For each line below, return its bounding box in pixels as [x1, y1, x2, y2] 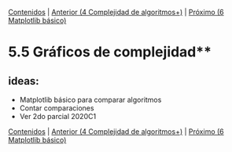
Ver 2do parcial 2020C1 [19, 112, 97, 121]
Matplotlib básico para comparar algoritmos [19, 95, 162, 104]
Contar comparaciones [19, 103, 94, 113]
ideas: [8, 74, 39, 88]
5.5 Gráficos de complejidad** [8, 43, 212, 61]
